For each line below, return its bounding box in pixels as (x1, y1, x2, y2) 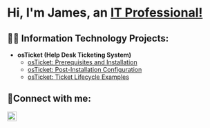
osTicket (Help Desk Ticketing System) (17, 51, 132, 59)
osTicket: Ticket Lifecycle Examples (27, 73, 130, 81)
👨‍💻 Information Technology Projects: (7, 33, 169, 44)
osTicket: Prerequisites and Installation (27, 58, 138, 66)
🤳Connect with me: (7, 93, 91, 104)
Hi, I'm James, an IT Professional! (7, 5, 203, 21)
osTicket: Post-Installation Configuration (27, 66, 142, 73)
